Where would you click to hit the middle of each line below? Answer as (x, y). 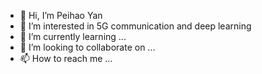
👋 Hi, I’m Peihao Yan (61, 15)
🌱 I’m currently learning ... (73, 36)
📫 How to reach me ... (66, 58)
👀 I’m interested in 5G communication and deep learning (135, 26)
